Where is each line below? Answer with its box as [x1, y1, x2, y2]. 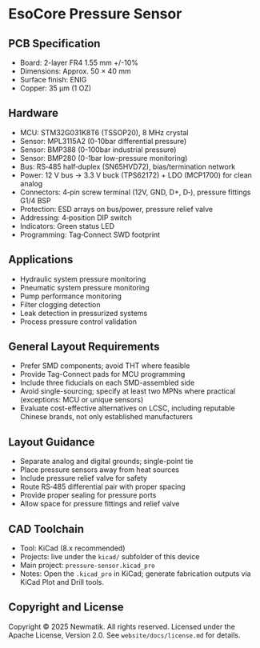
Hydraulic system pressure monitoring [19, 274, 146, 284]
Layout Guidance [8, 435, 95, 449]
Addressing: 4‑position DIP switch [19, 213, 132, 222]
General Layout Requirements [8, 340, 160, 354]
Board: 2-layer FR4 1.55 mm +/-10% [19, 58, 138, 67]
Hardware [8, 106, 58, 120]
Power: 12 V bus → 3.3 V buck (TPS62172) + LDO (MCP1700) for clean [19, 170, 252, 180]
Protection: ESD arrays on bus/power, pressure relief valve [19, 204, 214, 214]
